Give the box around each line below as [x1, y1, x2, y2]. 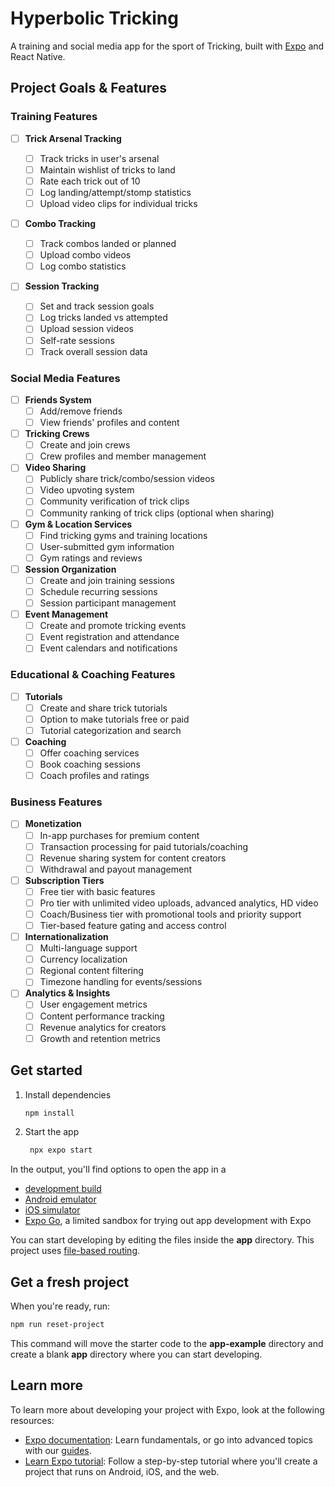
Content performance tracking [39, 1010, 165, 1022]
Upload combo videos [39, 249, 132, 261]
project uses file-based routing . [10, 1245, 141, 1257]
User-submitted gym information [39, 540, 175, 552]
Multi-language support [39, 942, 138, 954]
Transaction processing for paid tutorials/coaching [39, 840, 249, 852]
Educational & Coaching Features [10, 668, 176, 682]
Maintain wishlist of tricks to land [39, 163, 176, 176]
